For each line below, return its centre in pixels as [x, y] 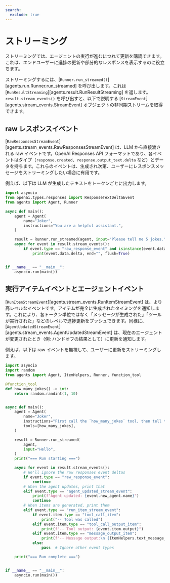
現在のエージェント [142, 332]
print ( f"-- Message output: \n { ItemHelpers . [89, 538]
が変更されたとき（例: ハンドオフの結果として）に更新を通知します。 [77, 339]
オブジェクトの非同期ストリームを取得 [123, 105]
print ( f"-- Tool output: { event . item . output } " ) [92, 529]
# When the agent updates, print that [64, 486]
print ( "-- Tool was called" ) [72, 519]
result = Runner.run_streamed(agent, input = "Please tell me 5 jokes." [90, 239]
